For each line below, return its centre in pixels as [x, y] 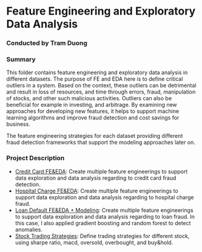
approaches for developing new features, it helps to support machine [93, 111]
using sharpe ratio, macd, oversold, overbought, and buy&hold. [94, 242]
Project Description [35, 158]
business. [18, 124]
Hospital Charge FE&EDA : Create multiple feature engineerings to [97, 191]
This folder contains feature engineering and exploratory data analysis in [97, 73]
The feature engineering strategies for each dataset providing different [95, 136]
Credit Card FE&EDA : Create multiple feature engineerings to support [101, 171]
